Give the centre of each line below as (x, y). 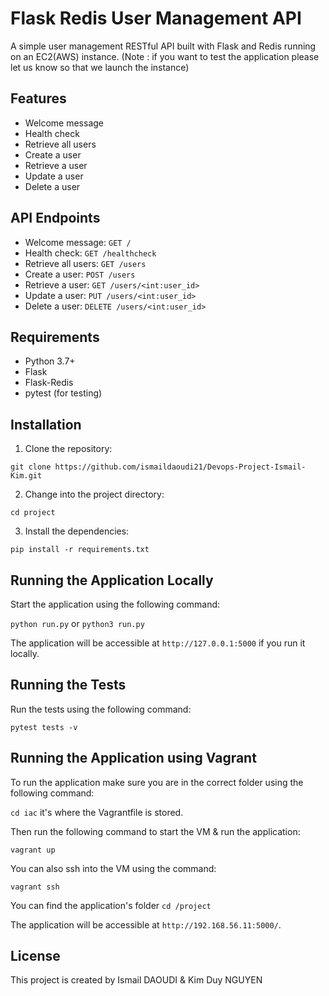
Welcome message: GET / (78, 242)
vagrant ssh (35, 887)
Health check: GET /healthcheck (90, 253)
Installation (46, 424)
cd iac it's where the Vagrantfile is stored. (97, 812)
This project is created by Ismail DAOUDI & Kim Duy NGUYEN (136, 980)
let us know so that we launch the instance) (100, 67)
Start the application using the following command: (115, 604)
